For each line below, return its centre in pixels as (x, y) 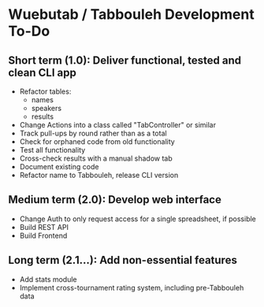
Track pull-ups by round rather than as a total (93, 133)
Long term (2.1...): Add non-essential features (123, 260)
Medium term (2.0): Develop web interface (115, 200)
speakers (46, 108)
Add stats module (48, 279)
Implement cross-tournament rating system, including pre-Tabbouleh (132, 287)
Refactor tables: (45, 91)
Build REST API (44, 227)
